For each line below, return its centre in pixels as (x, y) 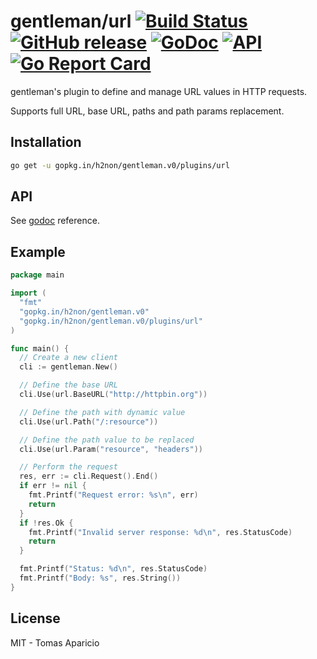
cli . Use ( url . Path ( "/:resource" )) (89, 421)
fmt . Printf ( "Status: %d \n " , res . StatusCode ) (113, 569)
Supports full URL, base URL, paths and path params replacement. (147, 111)
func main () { (40, 348)
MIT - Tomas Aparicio (55, 642)
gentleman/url (71, 21)
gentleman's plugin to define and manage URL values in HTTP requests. (159, 91)
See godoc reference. (55, 221)
